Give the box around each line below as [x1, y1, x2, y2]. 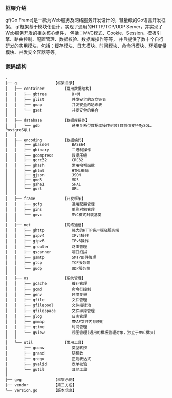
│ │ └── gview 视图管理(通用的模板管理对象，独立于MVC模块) [5, 330, 156, 335]
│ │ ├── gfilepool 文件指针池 [5, 303, 91, 308]
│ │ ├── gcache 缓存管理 [5, 281, 88, 286]
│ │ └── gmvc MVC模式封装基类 [5, 212, 102, 217]
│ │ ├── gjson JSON [5, 172, 81, 178]
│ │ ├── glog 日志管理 [5, 314, 88, 319]
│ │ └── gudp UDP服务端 [5, 266, 91, 271]
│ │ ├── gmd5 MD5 [5, 177, 79, 182]
